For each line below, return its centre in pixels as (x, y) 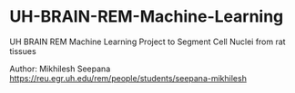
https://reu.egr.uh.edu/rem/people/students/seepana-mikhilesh (128, 78)
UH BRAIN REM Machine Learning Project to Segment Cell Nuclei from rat (147, 42)
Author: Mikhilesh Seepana (60, 69)
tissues (23, 51)
